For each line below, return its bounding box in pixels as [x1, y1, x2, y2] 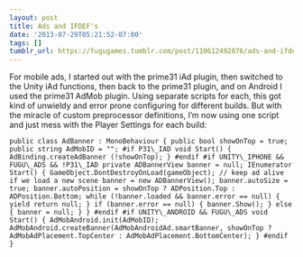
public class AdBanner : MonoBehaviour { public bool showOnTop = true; [9, 137, 289, 146]
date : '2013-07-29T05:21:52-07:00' [9, 30, 143, 39]
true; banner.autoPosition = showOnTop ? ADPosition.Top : [9, 184, 236, 194]
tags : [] [9, 38, 42, 48]
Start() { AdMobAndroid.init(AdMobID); [9, 216, 160, 225]
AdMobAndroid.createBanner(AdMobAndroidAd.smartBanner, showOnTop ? [9, 224, 272, 233]
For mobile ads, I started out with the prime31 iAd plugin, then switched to [9, 71, 284, 82]
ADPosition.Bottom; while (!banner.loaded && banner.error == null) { [9, 192, 280, 201]
